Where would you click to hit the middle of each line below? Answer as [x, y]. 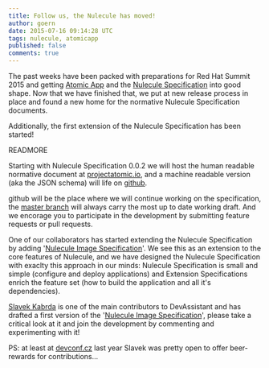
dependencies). [34, 291]
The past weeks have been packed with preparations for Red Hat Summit [129, 76]
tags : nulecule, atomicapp [53, 38]
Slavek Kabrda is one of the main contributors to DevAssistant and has [125, 306]
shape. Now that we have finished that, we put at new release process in [128, 93]
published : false [37, 46]
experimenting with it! [44, 332]
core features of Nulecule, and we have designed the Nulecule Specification [134, 257]
